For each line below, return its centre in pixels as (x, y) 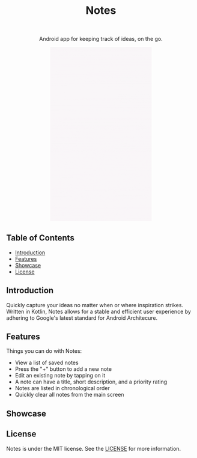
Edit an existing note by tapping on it (60, 376)
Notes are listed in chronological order (62, 388)
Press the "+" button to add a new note (63, 369)
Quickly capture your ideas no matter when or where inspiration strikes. (95, 305)
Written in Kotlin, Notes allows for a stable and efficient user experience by (98, 311)
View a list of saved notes (47, 363)
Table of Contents (41, 238)
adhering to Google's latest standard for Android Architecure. (82, 318)
